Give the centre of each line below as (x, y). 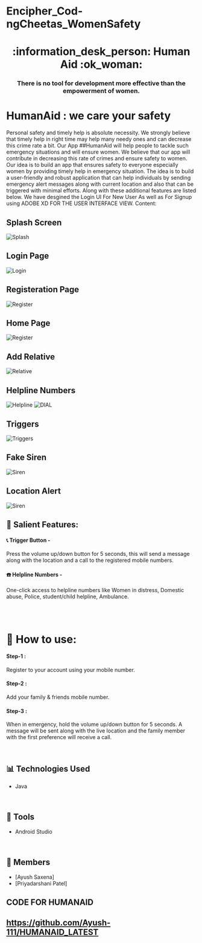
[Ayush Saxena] (34, 877)
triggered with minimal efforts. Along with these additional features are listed (101, 191)
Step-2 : (17, 684)
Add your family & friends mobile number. (58, 697)
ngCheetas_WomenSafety (74, 24)
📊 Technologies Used (48, 768)
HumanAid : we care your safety (89, 116)
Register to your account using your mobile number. (71, 670)
